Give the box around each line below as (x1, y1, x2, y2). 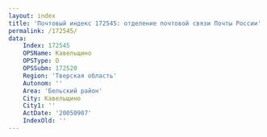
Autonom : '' (23, 79, 63, 87)
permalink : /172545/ (8, 27, 78, 35)
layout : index (8, 11, 56, 20)
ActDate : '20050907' (23, 110, 92, 118)
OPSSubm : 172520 (23, 64, 78, 73)
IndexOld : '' (23, 117, 67, 125)
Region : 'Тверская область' (23, 72, 117, 80)
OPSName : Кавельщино (23, 49, 92, 57)
